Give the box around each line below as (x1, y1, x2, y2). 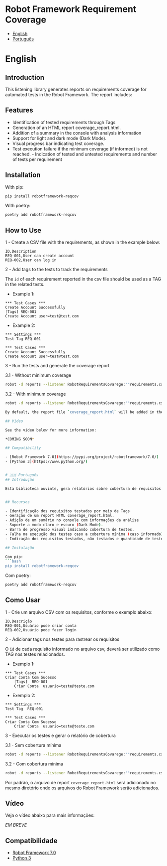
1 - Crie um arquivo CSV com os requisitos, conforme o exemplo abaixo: (5, 609, 153, 615)
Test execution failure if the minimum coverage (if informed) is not (12, 145, 148, 151)
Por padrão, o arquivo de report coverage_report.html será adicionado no (5, 779, 156, 785)
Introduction (5, 73, 45, 82)
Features (5, 106, 33, 115)
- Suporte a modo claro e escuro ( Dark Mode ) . (5, 522, 103, 528)
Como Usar (5, 596, 41, 604)
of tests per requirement (12, 156, 62, 162)
